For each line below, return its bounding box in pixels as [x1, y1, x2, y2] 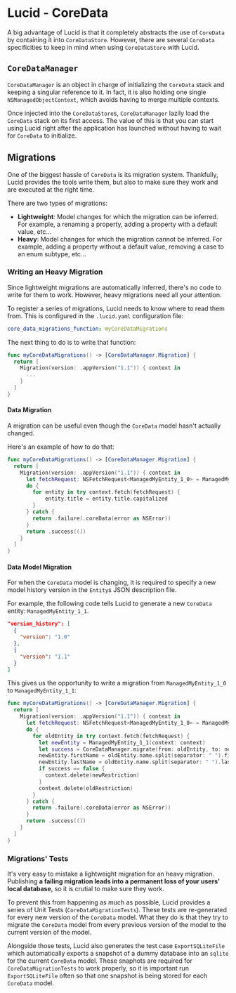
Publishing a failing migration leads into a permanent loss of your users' [7, 876, 220, 886]
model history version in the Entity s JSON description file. [7, 586, 177, 594]
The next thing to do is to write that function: [7, 338, 136, 346]
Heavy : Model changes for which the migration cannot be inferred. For [17, 235, 223, 243]
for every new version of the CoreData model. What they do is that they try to [7, 913, 228, 921]
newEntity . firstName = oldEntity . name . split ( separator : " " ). [38, 752, 225, 759]
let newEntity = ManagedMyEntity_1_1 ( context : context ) [38, 739, 206, 746]
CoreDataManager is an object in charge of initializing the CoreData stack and [7, 80, 225, 88]
